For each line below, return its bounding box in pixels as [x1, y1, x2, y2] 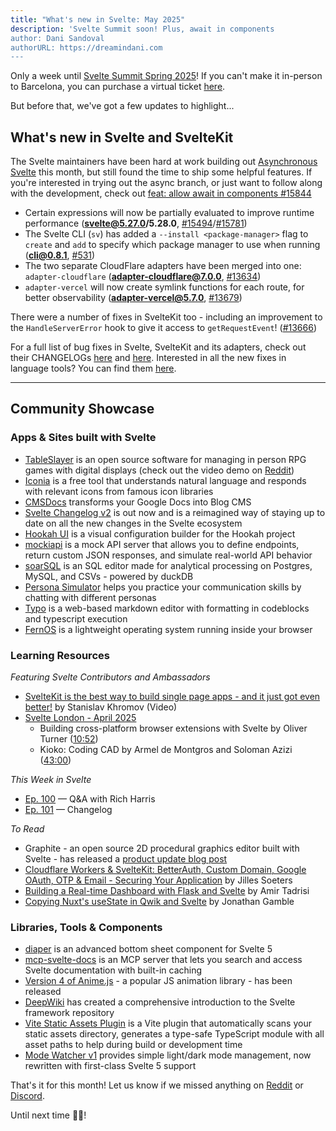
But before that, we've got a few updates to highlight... [10, 100, 235, 112]
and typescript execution [24, 612, 128, 625]
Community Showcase [10, 401, 155, 418]
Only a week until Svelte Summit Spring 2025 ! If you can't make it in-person [10, 70, 323, 82]
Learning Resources [10, 648, 110, 662]
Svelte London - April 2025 [24, 712, 137, 724]
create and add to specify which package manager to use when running [24, 239, 321, 251]
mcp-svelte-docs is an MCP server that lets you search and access [24, 954, 303, 966]
